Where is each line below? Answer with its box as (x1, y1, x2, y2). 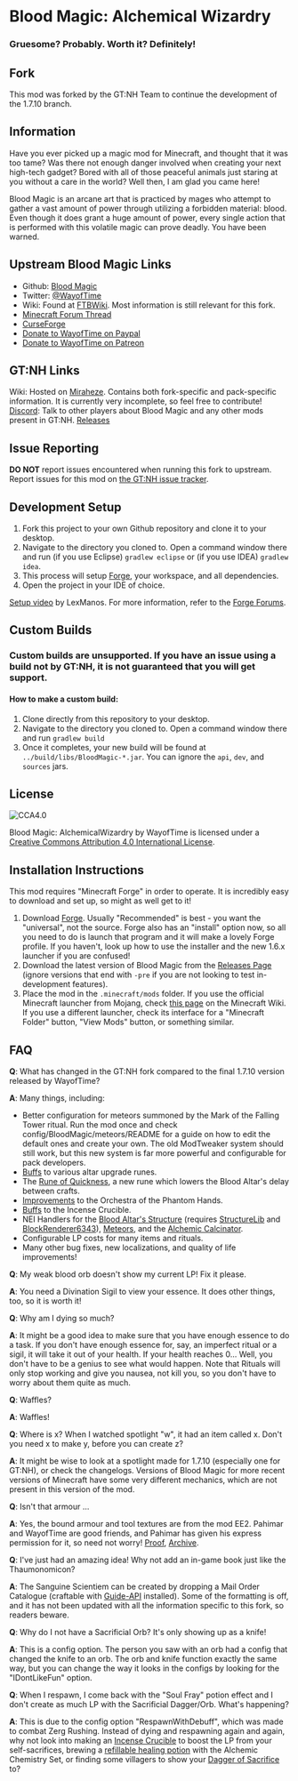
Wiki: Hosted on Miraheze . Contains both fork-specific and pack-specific (9, 387, 278, 397)
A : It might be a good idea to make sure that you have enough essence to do (9, 1329, 290, 1340)
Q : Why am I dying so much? (9, 1312, 115, 1323)
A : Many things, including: (9, 1092, 105, 1103)
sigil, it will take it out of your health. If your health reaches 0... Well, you (9, 1349, 273, 1360)
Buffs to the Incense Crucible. (21, 1204, 132, 1215)
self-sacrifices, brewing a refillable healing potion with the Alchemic (9, 1745, 259, 1755)
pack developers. (21, 1157, 86, 1167)
